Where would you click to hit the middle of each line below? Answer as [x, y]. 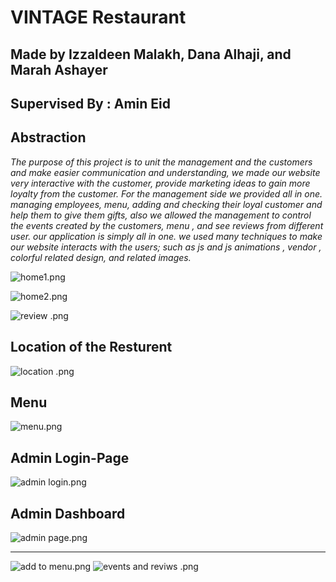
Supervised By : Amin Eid [90, 103]
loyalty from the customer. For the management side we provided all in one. [166, 193]
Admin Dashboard [68, 513]
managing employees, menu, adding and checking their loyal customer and [166, 204]
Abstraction [48, 137]
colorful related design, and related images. [101, 257]
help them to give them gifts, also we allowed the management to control [161, 215]
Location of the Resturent [91, 347]
